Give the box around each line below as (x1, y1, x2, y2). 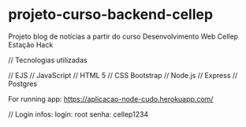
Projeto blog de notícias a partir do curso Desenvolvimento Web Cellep (8, 32, 239, 41)
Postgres (8, 79, 38, 88)
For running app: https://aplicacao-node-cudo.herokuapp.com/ (8, 94, 214, 103)
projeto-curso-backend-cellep (8, 6, 214, 24)
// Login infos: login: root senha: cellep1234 (8, 109, 149, 119)
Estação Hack (8, 39, 54, 49)
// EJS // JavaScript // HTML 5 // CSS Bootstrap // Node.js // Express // (8, 70, 238, 80)
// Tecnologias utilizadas (8, 55, 88, 65)
